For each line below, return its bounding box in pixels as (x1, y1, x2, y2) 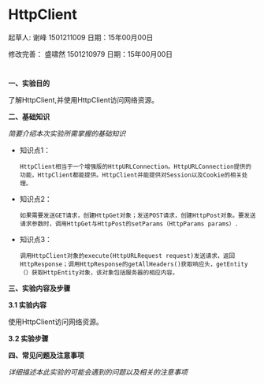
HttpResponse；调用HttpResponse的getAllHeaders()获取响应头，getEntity (19, 260, 248, 269)
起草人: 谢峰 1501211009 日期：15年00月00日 (8, 32, 154, 42)
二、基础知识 (8, 112, 50, 121)
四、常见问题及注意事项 (8, 351, 84, 360)
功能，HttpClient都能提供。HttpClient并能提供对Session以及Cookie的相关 (19, 171, 243, 179)
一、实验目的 (8, 79, 50, 88)
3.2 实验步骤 (8, 334, 49, 344)
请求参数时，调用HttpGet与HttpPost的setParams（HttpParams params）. (19, 220, 239, 228)
